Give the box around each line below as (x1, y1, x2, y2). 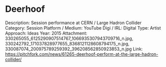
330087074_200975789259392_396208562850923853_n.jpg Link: (5, 46, 143, 52)
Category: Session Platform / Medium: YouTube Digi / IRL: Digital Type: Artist (5, 25, 161, 31)
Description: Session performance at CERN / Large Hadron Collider (5, 20, 142, 26)
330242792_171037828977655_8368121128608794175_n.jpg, (5, 40, 130, 46)
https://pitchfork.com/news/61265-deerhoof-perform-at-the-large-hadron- (5, 51, 159, 57)
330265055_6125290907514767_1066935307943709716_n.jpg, (5, 35, 133, 41)
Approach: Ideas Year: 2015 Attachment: (5, 30, 87, 36)
